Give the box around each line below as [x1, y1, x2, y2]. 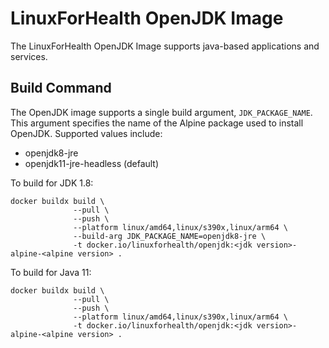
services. [10, 50, 48, 62]
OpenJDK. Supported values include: [10, 127, 163, 139]
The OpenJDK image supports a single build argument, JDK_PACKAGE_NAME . [10, 106, 313, 118]
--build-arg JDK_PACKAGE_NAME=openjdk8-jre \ [73, 231, 267, 241]
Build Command [10, 80, 112, 97]
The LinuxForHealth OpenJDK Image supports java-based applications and [10, 40, 320, 52]
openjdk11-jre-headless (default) [24, 157, 160, 169]
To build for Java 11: [10, 266, 92, 278]
